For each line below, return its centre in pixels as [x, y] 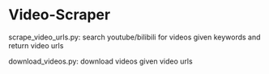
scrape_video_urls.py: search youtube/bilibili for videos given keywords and [134, 37]
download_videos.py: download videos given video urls [100, 61]
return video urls [36, 45]
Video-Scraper [60, 15]
